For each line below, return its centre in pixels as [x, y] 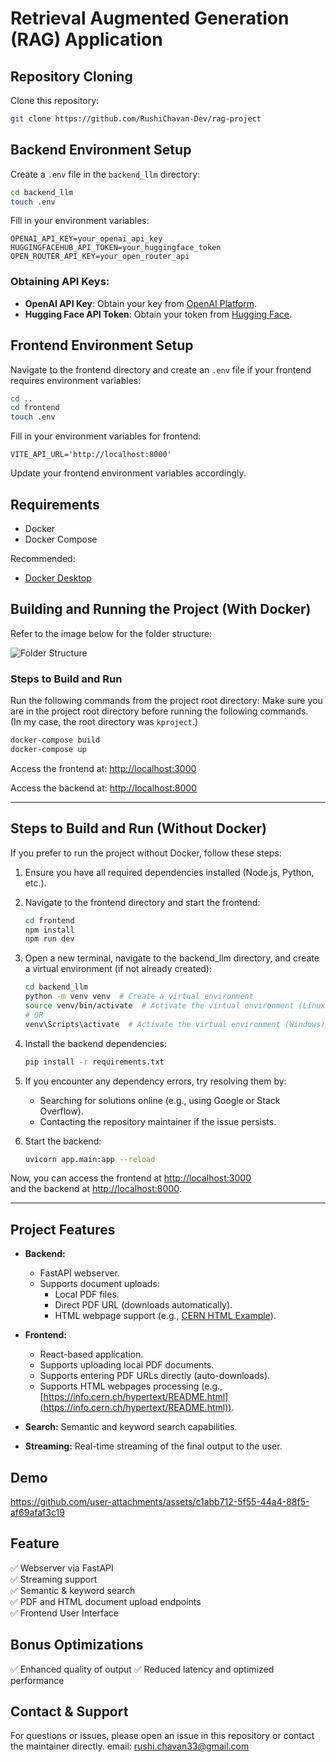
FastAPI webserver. [79, 1273]
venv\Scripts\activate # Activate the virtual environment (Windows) [175, 1024]
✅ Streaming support [54, 1579]
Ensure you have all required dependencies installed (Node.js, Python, [169, 872]
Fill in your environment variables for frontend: [106, 436]
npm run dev [49, 939]
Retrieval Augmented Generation [150, 18]
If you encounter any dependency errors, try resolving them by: [155, 1081]
